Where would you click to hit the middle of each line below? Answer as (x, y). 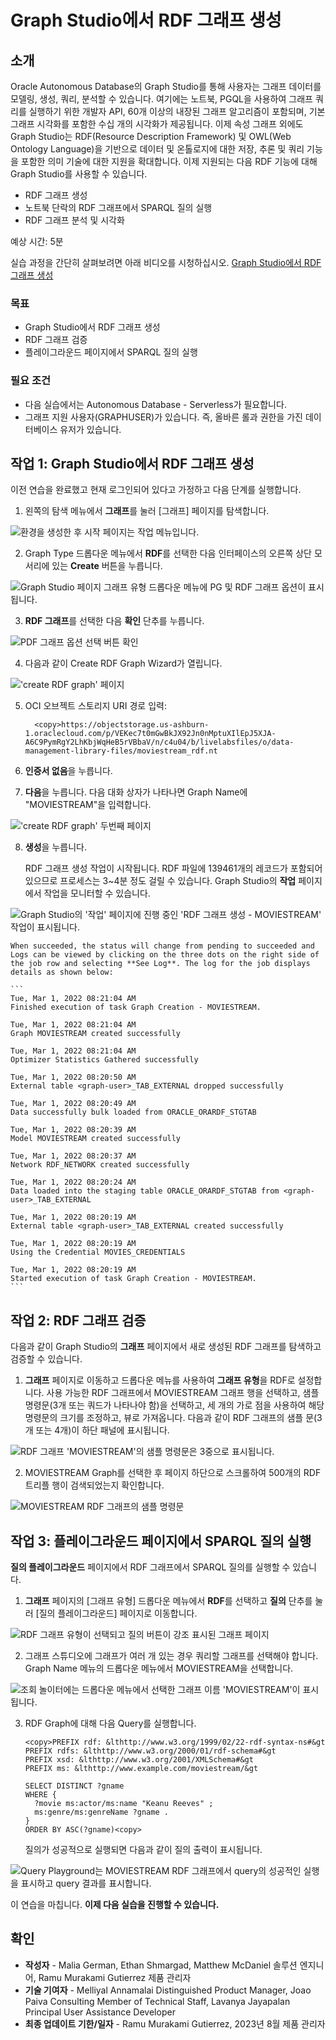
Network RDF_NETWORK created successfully (100, 1165)
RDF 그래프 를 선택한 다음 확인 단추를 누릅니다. (114, 621)
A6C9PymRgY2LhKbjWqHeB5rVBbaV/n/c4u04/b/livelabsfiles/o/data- (159, 742)
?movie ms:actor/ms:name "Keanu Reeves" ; (124, 1804)
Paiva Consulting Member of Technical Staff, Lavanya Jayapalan (157, 2001)
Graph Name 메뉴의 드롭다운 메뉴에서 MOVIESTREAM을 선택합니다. (159, 1668)
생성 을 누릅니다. (55, 847)
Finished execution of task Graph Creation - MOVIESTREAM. (136, 1007)
